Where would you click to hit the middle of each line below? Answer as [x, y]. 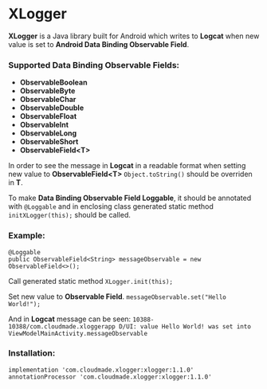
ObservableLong [48, 133]
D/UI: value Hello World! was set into [185, 326]
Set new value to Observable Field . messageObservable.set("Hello [118, 297]
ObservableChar [48, 100]
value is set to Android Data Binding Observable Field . [99, 44]
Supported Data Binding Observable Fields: [94, 65]
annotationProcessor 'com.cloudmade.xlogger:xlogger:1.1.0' [110, 377]
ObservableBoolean [53, 83]
